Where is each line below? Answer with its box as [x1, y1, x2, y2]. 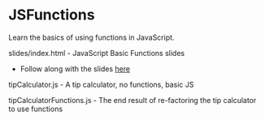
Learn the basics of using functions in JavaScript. [8, 32, 175, 42]
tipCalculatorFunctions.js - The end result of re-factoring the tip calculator [8, 95, 257, 105]
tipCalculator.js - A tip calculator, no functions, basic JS [8, 79, 194, 89]
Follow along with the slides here [20, 63, 131, 74]
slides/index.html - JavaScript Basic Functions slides [8, 48, 185, 58]
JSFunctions [8, 6, 95, 24]
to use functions [8, 104, 63, 114]
